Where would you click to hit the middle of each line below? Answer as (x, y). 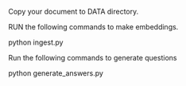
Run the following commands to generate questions (93, 58)
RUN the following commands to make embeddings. (93, 27)
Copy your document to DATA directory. (74, 12)
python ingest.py (36, 42)
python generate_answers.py (56, 73)
